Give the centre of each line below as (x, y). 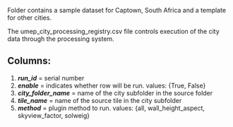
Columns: (29, 61)
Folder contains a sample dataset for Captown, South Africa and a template (117, 10)
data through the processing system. (61, 39)
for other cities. (29, 18)
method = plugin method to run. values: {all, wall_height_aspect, (111, 108)
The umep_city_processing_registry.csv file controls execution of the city (114, 31)
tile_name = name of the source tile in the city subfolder (100, 100)
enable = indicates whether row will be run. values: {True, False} (112, 85)
